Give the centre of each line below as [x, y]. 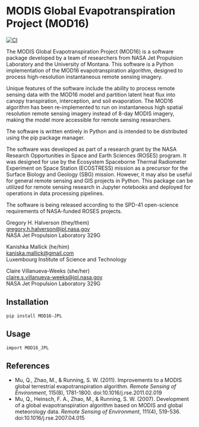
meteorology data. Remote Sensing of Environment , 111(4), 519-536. [98, 412]
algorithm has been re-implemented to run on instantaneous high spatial [94, 107]
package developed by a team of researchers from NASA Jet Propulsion [94, 58]
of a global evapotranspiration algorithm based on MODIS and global [99, 406]
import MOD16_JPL [28, 348]
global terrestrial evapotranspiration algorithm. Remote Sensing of [95, 387]
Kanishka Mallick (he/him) [38, 246]
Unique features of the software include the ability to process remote [91, 88]
